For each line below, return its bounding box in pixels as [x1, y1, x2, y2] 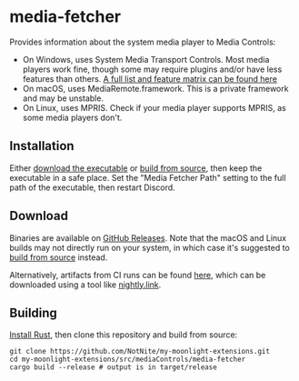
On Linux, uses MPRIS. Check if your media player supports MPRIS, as [22, 102, 286, 113]
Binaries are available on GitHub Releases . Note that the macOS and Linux [9, 232, 287, 243]
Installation [9, 138, 75, 154]
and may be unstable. [22, 93, 105, 104]
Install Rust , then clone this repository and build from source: [9, 329, 238, 340]
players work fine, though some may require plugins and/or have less [22, 64, 283, 75]
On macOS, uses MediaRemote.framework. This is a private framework [22, 83, 289, 94]
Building [9, 305, 57, 320]
